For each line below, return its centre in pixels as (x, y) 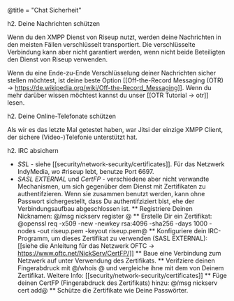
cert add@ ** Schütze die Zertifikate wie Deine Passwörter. (103, 290)
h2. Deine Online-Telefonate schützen (62, 116)
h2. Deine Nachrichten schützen (53, 23)
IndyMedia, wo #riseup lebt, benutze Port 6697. (86, 171)
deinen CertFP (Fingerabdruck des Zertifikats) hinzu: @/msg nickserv (117, 283)
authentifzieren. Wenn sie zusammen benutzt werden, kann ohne (111, 194)
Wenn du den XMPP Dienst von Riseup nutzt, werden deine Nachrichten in (114, 37)
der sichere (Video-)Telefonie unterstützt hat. (72, 137)
